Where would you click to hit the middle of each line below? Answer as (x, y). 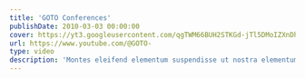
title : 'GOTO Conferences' (60, 18)
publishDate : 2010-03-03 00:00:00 (75, 26)
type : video (32, 52)
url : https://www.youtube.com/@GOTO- (81, 43)
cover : (22, 35)
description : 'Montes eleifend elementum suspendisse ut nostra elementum (154, 60)
